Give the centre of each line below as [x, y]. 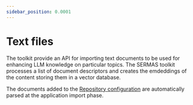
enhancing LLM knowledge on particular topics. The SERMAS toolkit [91, 64]
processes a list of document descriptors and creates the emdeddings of [97, 71]
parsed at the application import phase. [55, 95]
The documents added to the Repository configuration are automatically [95, 89]
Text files [30, 41]
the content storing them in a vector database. [64, 77]
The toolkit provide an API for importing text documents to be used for [93, 58]
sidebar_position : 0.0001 [38, 12]
